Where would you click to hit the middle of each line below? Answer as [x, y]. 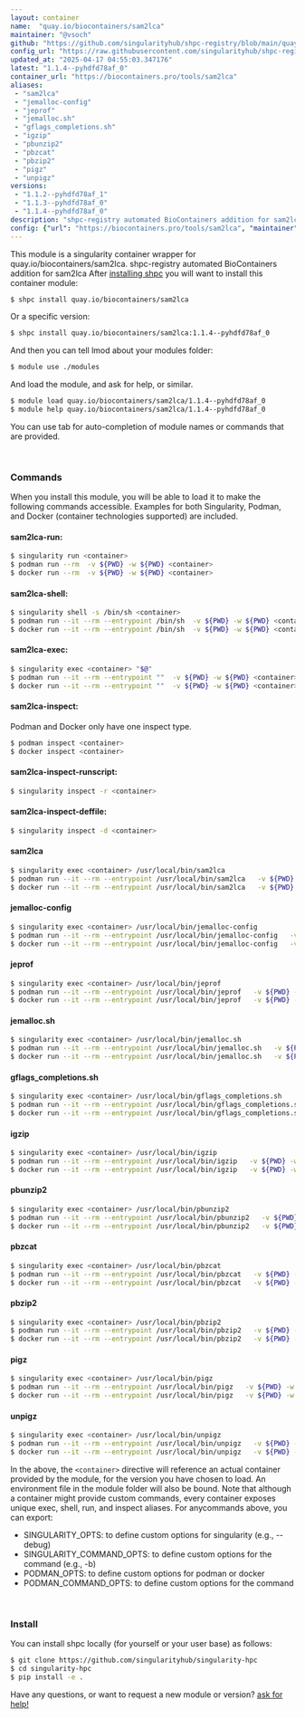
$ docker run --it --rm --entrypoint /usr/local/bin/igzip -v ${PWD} [148, 1169]
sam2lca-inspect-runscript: [64, 772]
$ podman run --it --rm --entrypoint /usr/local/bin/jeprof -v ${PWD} [150, 992]
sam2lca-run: [37, 537]
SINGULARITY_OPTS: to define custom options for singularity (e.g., [148, 1534]
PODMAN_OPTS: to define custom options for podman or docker [144, 1573]
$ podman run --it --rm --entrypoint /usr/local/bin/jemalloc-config [144, 935]
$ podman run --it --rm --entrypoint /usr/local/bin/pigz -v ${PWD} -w [152, 1387]
